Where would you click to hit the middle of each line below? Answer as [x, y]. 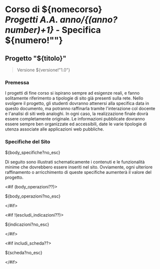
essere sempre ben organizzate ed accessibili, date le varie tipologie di [76, 124]
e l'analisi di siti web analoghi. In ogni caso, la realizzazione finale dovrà [77, 114]
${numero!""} [34, 41]
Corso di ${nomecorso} [54, 9]
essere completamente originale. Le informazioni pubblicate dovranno [75, 119]
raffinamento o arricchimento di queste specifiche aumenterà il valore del [78, 172]
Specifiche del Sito [28, 142]
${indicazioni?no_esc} [27, 224]
